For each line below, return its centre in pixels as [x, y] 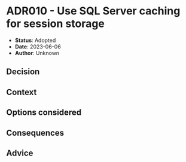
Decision [23, 72]
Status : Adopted [35, 40]
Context [22, 92]
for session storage [55, 24]
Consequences [35, 133]
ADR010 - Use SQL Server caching [93, 11]
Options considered [44, 113]
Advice [20, 153]
